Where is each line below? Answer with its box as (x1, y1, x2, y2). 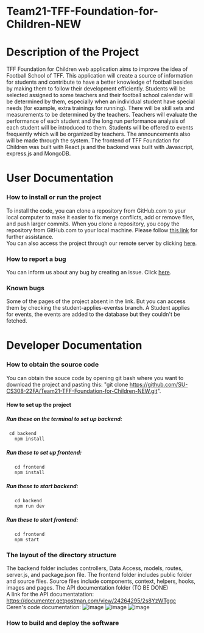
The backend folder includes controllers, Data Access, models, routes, (6, 565, 183, 572)
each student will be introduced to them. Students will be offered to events (6, 124, 194, 131)
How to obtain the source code (6, 360, 99, 369)
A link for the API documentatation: (6, 591, 94, 598)
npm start (14, 536, 40, 543)
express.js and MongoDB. (6, 150, 71, 157)
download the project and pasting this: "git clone (6, 381, 128, 388)
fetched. (6, 317, 27, 324)
